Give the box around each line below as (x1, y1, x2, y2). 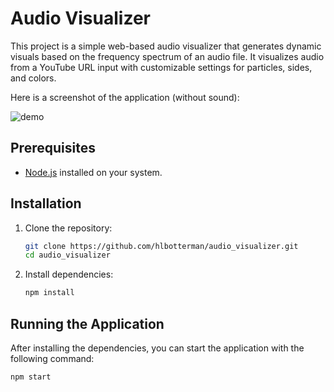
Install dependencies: (24, 268, 114, 281)
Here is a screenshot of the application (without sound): (10, 91, 240, 103)
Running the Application (10, 315, 165, 332)
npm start (10, 372, 52, 382)
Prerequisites (10, 140, 96, 157)
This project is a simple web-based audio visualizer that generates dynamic (10, 40, 322, 52)
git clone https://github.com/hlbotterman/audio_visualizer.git (24, 241, 299, 251)
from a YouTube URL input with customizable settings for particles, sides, (10, 61, 313, 73)
